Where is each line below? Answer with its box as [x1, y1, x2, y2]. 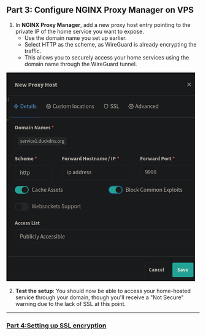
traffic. [24, 47, 42, 55]
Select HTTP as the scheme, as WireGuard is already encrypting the [24, 40, 197, 48]
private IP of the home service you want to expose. [15, 28, 145, 35]
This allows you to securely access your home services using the [24, 53, 189, 61]
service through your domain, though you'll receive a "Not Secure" [15, 294, 184, 301]
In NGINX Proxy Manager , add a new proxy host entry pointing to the [15, 21, 191, 28]
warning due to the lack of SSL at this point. [15, 300, 126, 307]
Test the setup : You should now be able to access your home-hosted [15, 287, 191, 294]
